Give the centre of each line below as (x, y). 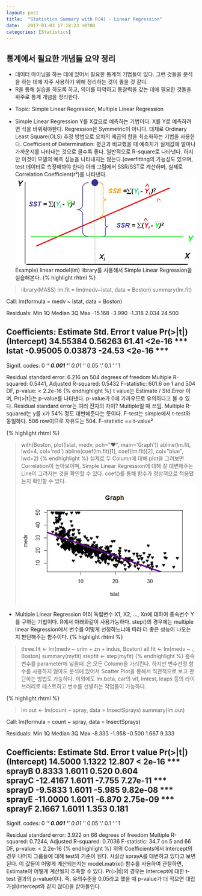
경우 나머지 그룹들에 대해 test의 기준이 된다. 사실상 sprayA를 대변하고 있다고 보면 (101, 856)
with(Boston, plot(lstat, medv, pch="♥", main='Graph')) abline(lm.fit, (106, 444)
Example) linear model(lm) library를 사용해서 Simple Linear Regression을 (103, 270)
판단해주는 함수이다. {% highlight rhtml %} (72, 636)
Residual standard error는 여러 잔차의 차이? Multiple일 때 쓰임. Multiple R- (103, 406)
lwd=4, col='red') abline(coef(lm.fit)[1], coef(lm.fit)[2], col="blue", (102, 451)
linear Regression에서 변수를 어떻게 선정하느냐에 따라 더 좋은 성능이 (95, 629)
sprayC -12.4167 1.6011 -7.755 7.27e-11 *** (87, 781)
